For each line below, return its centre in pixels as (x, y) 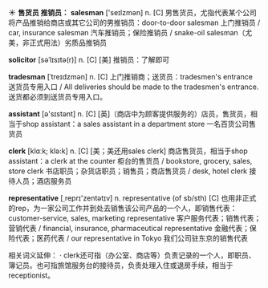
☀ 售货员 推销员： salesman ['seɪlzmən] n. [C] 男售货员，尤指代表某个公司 (132, 12)
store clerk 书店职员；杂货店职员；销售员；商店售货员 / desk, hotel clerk (128, 171)
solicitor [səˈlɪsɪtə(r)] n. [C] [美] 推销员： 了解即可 (89, 60)
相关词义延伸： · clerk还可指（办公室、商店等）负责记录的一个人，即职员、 (132, 255)
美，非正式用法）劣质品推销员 (57, 43)
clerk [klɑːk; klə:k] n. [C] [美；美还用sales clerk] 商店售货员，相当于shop (128, 151)
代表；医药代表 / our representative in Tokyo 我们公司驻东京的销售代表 (132, 238)
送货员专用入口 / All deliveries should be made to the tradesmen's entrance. (134, 87)
